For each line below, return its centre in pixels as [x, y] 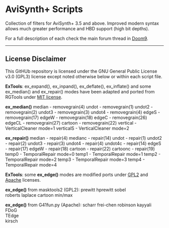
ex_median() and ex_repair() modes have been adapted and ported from [80, 91]
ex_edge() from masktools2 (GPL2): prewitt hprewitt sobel [66, 190]
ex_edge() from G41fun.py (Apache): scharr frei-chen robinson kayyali [78, 205]
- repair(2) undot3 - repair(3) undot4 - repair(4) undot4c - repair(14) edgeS [83, 143]
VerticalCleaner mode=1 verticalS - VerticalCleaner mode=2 [67, 128]
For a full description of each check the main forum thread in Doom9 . [77, 38]
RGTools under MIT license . [34, 97]
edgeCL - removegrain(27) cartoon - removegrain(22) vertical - [71, 123]
